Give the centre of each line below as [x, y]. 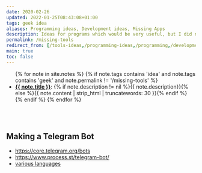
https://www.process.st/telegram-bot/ [62, 157]
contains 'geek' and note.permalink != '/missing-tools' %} [86, 80]
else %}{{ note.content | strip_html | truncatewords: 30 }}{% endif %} [101, 93]
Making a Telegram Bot [50, 137]
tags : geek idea [26, 23]
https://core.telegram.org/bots [52, 151]
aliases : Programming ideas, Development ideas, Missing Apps [86, 29]
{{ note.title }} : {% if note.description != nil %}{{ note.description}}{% [102, 86]
